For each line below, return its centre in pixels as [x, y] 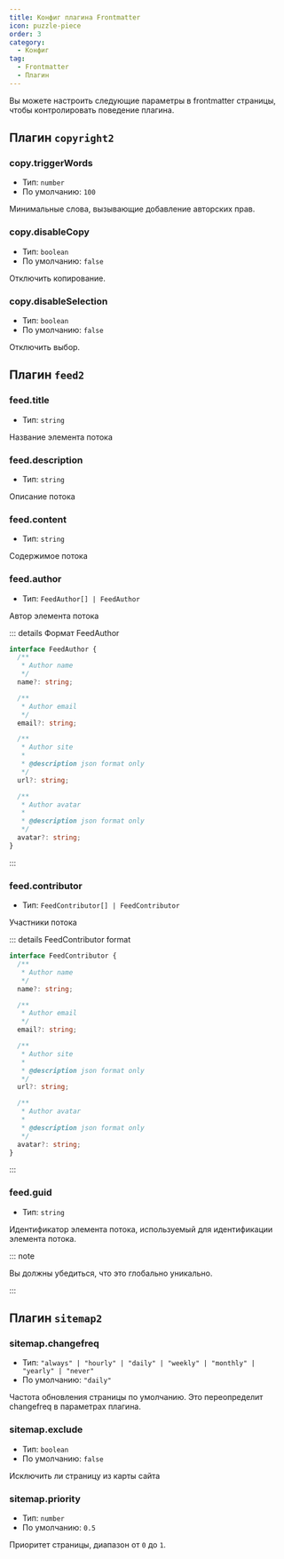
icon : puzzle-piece [45, 26]
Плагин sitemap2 [56, 1319]
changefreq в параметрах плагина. [75, 1407]
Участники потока [43, 923]
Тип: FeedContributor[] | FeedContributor [101, 905]
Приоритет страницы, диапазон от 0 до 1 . [88, 1544]
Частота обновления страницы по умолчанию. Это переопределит [136, 1397]
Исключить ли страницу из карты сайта [85, 1475]
